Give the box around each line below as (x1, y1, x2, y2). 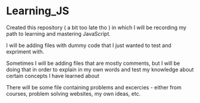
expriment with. (6, 48, 45, 55)
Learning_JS (6, 4, 70, 18)
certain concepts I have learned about (6, 72, 99, 79)
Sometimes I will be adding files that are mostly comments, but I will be (6, 60, 180, 67)
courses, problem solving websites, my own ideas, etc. (6, 90, 141, 97)
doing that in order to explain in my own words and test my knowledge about (6, 65, 194, 73)
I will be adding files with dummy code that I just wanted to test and (6, 42, 171, 49)
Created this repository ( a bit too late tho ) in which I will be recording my (6, 24, 186, 31)
